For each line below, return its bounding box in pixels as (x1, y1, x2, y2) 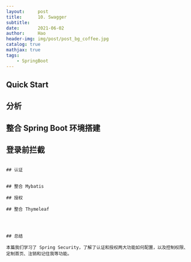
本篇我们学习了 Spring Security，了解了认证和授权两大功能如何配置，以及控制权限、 (6, 245, 189, 251)
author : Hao (6, 31, 46, 37)
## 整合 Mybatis (6, 184, 44, 190)
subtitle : (6, 19, 31, 25)
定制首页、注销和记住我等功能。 (6, 251, 72, 257)
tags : (6, 52, 19, 58)
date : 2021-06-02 (6, 25, 65, 31)
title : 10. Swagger (6, 14, 67, 20)
